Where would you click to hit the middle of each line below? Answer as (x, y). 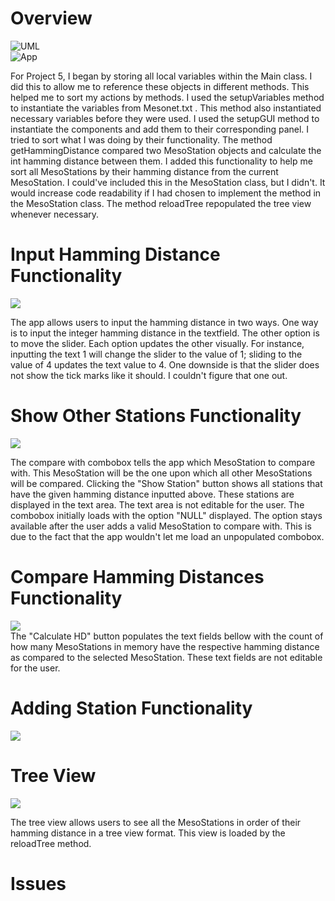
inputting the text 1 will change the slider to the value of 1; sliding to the (156, 354)
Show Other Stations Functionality (156, 416)
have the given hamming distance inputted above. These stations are (152, 494)
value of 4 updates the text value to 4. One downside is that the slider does (165, 364)
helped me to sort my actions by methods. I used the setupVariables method (167, 97)
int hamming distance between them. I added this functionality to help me (161, 161)
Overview (51, 18)
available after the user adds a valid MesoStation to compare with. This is (161, 526)
